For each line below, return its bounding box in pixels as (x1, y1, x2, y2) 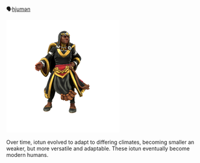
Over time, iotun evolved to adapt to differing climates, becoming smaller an (6, 138, 195, 146)
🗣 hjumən (6, 5, 31, 13)
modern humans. (6, 152, 49, 158)
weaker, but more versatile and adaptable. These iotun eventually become (6, 145, 190, 152)
